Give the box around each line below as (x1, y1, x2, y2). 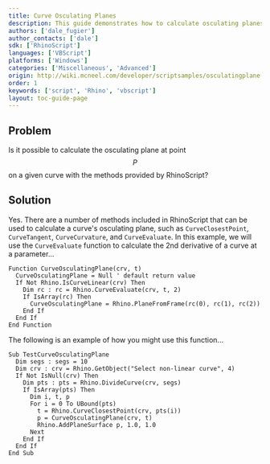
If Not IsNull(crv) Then (15, 372, 99, 380)
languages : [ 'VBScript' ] (8, 49, 92, 57)
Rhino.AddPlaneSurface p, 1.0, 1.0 (37, 421, 157, 429)
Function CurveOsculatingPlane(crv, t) (8, 265, 142, 273)
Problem (8, 124, 52, 138)
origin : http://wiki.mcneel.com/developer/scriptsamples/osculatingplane (8, 72, 261, 80)
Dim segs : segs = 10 (15, 357, 88, 366)
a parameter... (8, 248, 55, 258)
